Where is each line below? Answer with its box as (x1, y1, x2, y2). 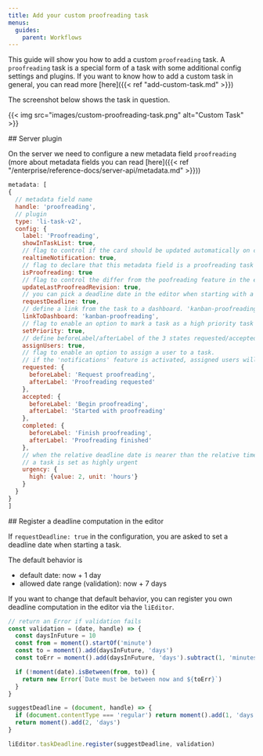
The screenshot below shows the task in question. (8, 95, 171, 104)
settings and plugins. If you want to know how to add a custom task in (8, 71, 233, 81)
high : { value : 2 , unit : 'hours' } (28, 473, 139, 481)
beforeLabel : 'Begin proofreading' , (28, 400, 149, 408)
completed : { (22, 422, 65, 430)
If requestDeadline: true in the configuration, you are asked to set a (8, 531, 229, 541)
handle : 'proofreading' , (15, 203, 96, 210)
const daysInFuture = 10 (15, 632, 96, 640)
